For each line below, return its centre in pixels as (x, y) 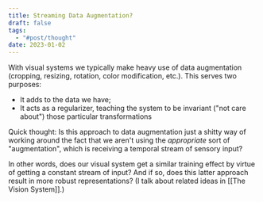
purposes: (25, 85)
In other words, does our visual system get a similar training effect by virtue (132, 164)
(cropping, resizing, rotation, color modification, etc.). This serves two (122, 76)
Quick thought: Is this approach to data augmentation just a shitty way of (127, 132)
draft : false (30, 23)
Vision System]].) (37, 189)
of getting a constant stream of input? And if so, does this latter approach (128, 173)
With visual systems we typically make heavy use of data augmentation (125, 67)
